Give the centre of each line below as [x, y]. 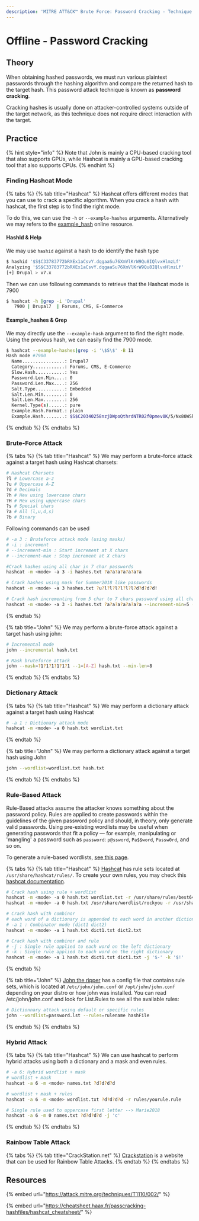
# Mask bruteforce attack [38, 661]
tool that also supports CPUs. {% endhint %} [61, 165]
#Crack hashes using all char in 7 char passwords [70, 566]
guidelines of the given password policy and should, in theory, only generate [99, 821]
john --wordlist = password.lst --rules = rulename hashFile [78, 1016]
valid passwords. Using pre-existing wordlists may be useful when [87, 826]
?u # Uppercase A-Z [30, 484]
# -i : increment [28, 545]
